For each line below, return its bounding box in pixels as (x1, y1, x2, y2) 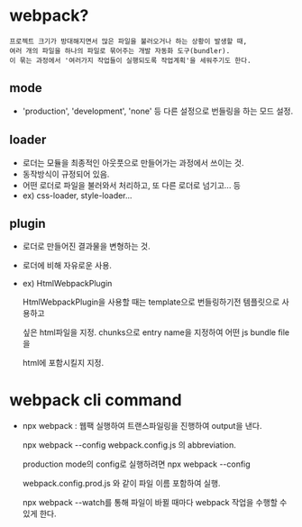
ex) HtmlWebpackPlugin (22, 278, 113, 289)
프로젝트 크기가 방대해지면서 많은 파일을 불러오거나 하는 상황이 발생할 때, (9, 37, 248, 46)
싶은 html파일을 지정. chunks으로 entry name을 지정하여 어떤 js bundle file (22, 327, 290, 338)
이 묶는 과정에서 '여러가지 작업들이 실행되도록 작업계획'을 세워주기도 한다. (9, 56, 252, 65)
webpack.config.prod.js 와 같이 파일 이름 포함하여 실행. (22, 478, 221, 489)
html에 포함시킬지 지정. (22, 358, 105, 368)
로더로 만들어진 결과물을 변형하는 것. (22, 241, 151, 252)
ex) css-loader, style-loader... (22, 190, 133, 201)
